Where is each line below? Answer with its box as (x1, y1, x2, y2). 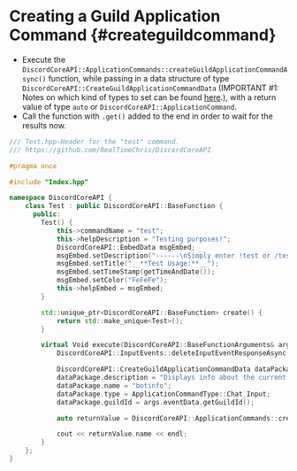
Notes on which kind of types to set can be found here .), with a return (21, 91, 277, 103)
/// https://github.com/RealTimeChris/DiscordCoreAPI (9, 145, 212, 154)
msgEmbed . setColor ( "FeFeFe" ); (56, 276, 168, 285)
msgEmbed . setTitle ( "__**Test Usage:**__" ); (56, 259, 219, 268)
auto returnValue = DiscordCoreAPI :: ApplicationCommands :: (56, 413, 278, 422)
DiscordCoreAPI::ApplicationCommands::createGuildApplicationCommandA (21, 65, 288, 74)
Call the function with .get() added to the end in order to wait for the (21, 111, 274, 121)
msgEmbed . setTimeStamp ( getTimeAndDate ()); (56, 267, 216, 276)
